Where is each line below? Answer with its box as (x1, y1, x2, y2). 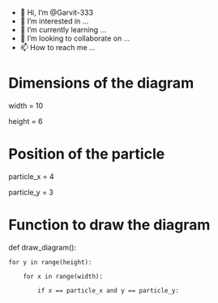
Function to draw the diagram (8, 216, 211, 234)
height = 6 (8, 116, 43, 126)
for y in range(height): (8, 258, 92, 267)
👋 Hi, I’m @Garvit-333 (19, 8, 94, 17)
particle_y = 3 (8, 187, 54, 197)
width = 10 (8, 100, 44, 110)
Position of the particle (8, 145, 165, 164)
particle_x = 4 (8, 171, 54, 181)
